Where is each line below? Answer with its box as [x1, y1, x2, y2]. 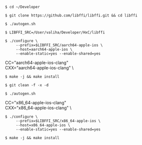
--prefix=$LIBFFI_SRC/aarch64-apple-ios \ [16, 43, 103, 48]
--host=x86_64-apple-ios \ [16, 123, 70, 128]
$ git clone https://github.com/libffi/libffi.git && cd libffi [5, 13, 138, 18]
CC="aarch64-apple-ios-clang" [5, 60, 69, 65]
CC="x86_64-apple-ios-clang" [5, 100, 66, 105]
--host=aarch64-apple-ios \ [16, 47, 73, 52]
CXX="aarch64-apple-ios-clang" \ [5, 65, 74, 70]
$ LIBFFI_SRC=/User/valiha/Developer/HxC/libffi [5, 30, 105, 35]
